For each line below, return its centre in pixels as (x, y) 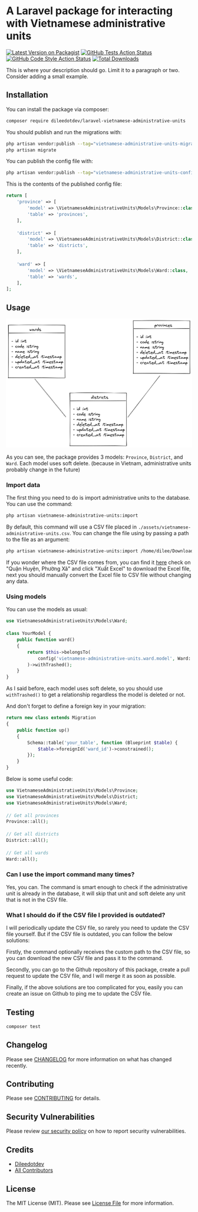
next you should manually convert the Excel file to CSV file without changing (99, 575)
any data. (17, 581)
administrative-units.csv (38, 534)
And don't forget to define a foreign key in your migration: (76, 706)
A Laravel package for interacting (89, 11)
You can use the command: (39, 504)
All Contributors (34, 1170)
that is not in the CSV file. (37, 899)
